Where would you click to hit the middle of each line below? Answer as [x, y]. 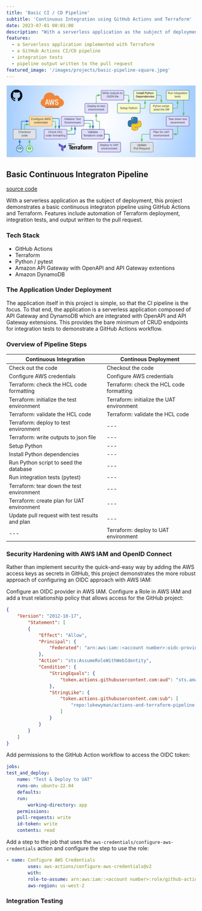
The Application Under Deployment [59, 290]
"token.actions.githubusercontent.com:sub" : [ [119, 699]
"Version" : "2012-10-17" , [50, 616]
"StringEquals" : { [72, 673]
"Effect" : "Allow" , [63, 635]
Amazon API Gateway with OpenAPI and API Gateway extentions [95, 268]
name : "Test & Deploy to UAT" [55, 779]
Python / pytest [34, 261]
